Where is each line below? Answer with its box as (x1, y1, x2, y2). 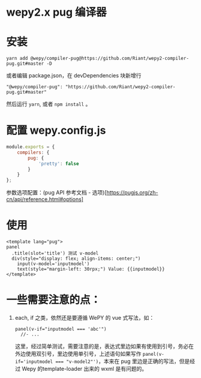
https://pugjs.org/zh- (106, 189, 158, 196)
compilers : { (17, 149, 50, 155)
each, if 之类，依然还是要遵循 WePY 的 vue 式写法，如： (14, 314, 155, 322)
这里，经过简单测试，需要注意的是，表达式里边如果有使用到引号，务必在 (14, 343, 194, 350)
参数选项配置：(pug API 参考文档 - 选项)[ (6, 189, 107, 196)
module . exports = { (6, 144, 55, 150)
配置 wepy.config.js (6, 124, 106, 137)
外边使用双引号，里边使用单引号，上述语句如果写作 (14, 350, 142, 358)
